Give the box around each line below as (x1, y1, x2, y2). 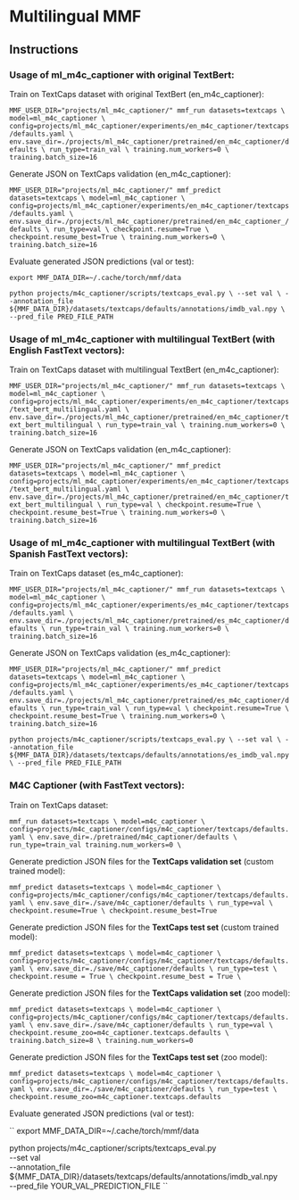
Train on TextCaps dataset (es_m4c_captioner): (9, 568, 184, 579)
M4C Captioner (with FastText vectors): (9, 779, 185, 791)
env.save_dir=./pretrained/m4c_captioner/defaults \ (37, 832, 238, 841)
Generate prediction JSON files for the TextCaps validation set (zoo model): (9, 988, 291, 998)
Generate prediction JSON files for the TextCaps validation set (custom (9, 856, 274, 866)
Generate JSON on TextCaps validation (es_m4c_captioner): (9, 648, 231, 658)
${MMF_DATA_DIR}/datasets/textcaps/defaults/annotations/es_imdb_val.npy (9, 751, 290, 760)
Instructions (9, 42, 79, 57)
